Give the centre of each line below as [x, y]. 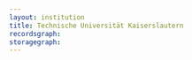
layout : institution [47, 17]
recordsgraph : [35, 34]
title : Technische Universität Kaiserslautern [96, 26]
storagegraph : [35, 42]
